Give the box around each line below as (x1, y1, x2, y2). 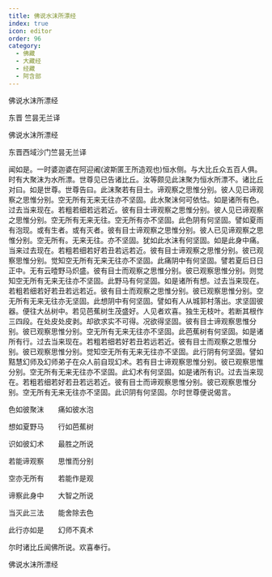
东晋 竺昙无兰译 (8, 113, 61, 122)
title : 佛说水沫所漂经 (8, 11, 77, 20)
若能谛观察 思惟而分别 (8, 455, 94, 466)
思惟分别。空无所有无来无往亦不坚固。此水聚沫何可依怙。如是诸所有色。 (22, 194, 264, 204)
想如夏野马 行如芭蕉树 (8, 421, 94, 431)
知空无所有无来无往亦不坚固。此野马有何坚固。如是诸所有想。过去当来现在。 (8, 276, 264, 285)
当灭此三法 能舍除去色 (8, 507, 94, 517)
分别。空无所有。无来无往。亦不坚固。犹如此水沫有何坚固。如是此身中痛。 (15, 235, 264, 245)
